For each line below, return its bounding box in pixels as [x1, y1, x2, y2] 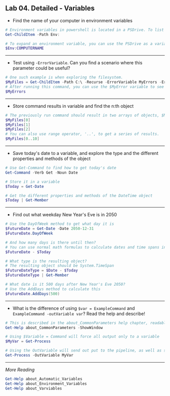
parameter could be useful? [12, 65, 70, 71]
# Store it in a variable [5, 179, 60, 184]
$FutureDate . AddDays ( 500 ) [5, 291, 60, 296]
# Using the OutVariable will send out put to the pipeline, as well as [5, 348, 162, 353]
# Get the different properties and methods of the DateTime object [5, 193, 153, 198]
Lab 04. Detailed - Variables [5, 4, 95, 13]
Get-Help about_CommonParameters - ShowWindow [5, 325, 103, 330]
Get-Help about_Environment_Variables [5, 381, 87, 386]
